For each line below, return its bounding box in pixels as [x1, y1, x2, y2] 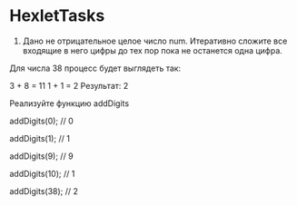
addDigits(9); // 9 [9, 151, 74, 162]
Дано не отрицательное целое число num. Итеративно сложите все [22, 35, 288, 46]
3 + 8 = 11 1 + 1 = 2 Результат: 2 [9, 80, 129, 91]
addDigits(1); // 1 [9, 132, 71, 143]
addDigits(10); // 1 [9, 168, 75, 179]
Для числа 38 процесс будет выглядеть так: [9, 63, 182, 74]
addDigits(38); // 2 [9, 185, 79, 196]
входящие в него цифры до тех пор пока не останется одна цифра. [22, 44, 283, 55]
